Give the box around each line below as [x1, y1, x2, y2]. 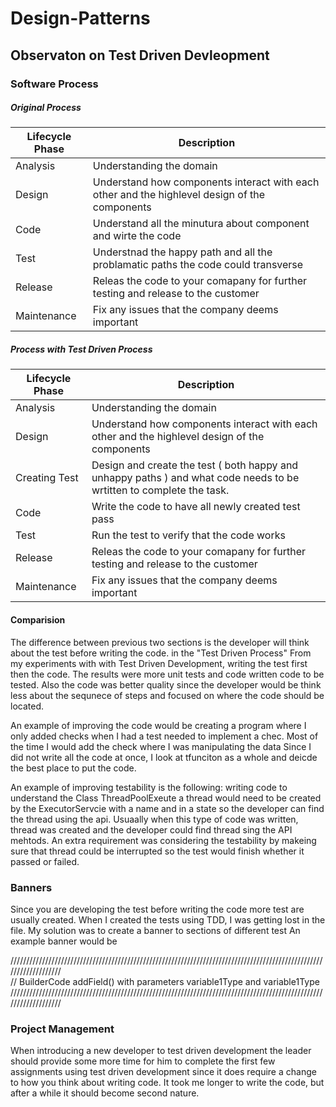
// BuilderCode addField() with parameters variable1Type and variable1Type [10, 975, 320, 987]
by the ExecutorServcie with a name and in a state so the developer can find [10, 802, 325, 814]
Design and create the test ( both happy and [91, 458, 299, 472]
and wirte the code [92, 229, 182, 243]
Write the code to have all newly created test [91, 500, 301, 514]
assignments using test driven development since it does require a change [10, 1066, 317, 1078]
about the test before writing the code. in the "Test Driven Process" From [10, 647, 312, 659]
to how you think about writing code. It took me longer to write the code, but [10, 1077, 325, 1089]
